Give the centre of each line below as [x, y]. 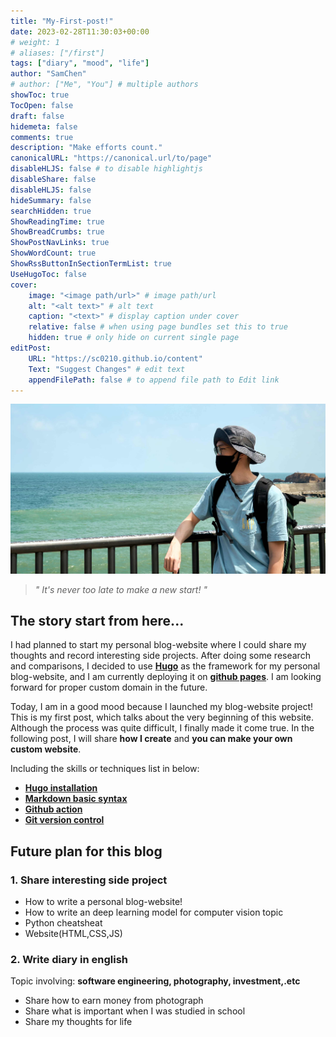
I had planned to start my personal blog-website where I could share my [158, 645]
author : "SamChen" [48, 74]
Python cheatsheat [63, 923]
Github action [53, 809]
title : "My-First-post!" [62, 21]
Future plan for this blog [86, 851]
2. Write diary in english [69, 959]
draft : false [37, 116]
